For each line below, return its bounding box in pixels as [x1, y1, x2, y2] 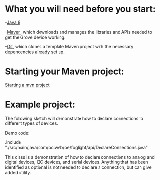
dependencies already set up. [5, 49, 65, 55]
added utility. [5, 169, 31, 175]
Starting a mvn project [5, 82, 50, 88]
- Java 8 [5, 20, 20, 25]
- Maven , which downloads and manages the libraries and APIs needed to [5, 29, 152, 35]
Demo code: [5, 130, 30, 136]
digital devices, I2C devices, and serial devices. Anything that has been [5, 159, 148, 165]
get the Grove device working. [5, 34, 66, 40]
